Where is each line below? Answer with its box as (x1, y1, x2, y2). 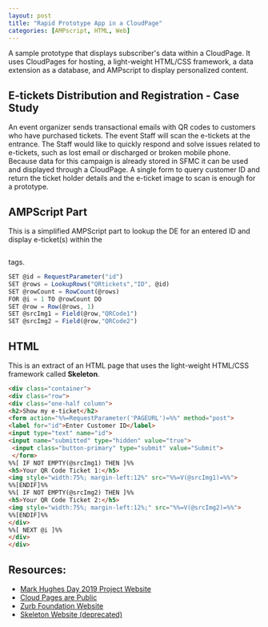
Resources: (8, 563, 66, 577)
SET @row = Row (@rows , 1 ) (8, 302, 94, 310)
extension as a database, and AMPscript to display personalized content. (8, 66, 249, 75)
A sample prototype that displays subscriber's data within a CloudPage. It (8, 49, 250, 58)
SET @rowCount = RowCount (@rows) (8, 287, 120, 296)
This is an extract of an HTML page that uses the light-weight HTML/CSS (8, 361, 250, 370)
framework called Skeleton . (8, 369, 100, 378)
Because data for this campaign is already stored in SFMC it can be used (8, 157, 249, 166)
